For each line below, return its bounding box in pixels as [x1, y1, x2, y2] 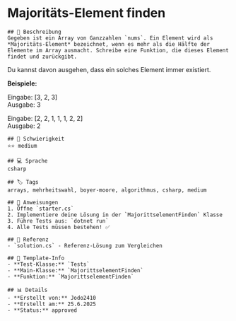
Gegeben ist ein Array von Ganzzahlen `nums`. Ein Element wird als [7, 34, 213, 42]
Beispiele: [7, 79, 37, 88]
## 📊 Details [7, 286, 48, 293]
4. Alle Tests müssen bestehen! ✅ [7, 223, 110, 230]
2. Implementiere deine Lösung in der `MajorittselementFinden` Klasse [7, 211, 223, 218]
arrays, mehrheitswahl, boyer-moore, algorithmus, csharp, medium [7, 186, 207, 194]
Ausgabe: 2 [7, 122, 41, 130]
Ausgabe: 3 [7, 100, 41, 109]
